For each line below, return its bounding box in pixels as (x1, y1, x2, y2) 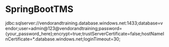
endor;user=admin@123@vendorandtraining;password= (5, 25, 123, 31)
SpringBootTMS (5, 3, 74, 15)
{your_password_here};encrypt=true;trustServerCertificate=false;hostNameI (5, 30, 164, 36)
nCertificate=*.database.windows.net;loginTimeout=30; (5, 36, 121, 42)
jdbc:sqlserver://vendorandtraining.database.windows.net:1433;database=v (5, 20, 163, 26)
